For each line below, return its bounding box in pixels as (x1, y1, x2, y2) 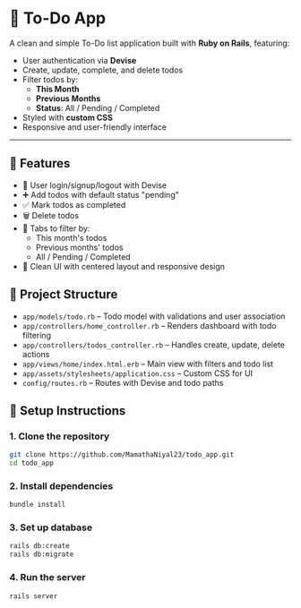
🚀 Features (9, 156, 71, 171)
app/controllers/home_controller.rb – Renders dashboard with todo (21, 320, 277, 330)
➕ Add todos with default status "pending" (21, 189, 179, 200)
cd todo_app (9, 458, 54, 468)
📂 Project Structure (9, 287, 118, 303)
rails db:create (9, 542, 70, 551)
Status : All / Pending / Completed (35, 102, 160, 113)
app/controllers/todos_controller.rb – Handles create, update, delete (21, 339, 285, 350)
